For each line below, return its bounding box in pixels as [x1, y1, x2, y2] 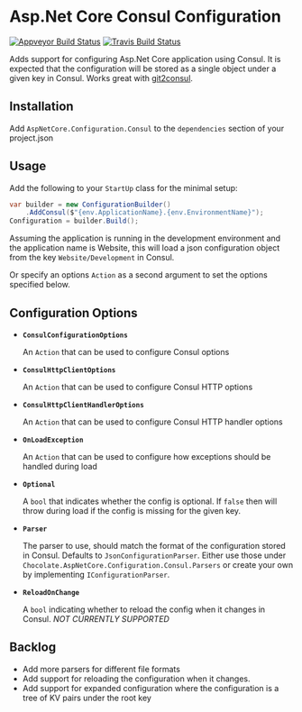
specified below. [9, 279, 70, 290]
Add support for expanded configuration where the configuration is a [22, 682, 279, 693]
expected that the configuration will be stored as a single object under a [9, 63, 277, 74]
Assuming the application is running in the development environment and [9, 233, 281, 244]
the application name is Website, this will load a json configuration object [9, 242, 280, 253]
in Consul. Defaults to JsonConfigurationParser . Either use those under [22, 550, 287, 561]
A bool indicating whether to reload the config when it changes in [22, 604, 266, 615]
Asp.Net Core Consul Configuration [9, 6, 281, 27]
